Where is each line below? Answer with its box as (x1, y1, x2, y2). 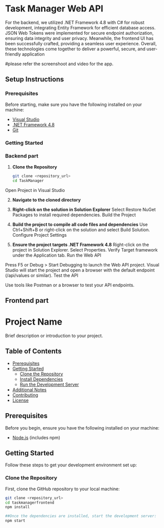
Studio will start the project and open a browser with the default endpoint (5, 267, 155, 273)
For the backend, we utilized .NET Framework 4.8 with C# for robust (5, 19, 145, 25)
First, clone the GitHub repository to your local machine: (5, 486, 120, 492)
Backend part (5, 153, 39, 160)
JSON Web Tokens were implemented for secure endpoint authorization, (5, 30, 154, 36)
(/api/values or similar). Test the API (5, 272, 79, 278)
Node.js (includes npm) (12, 435, 61, 440)
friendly (5, 51, 21, 57)
